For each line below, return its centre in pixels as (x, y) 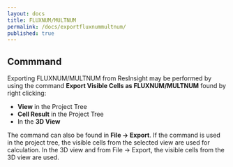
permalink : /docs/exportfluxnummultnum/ (67, 27)
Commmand (35, 61)
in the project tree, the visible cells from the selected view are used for (109, 143)
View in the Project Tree (52, 107)
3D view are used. (33, 157)
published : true (31, 33)
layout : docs (26, 14)
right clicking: (27, 93)
